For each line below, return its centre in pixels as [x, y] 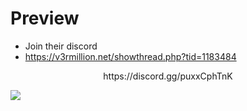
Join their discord [61, 46]
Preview [45, 18]
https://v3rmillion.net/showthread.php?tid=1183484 [130, 56]
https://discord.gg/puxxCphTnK [168, 76]
